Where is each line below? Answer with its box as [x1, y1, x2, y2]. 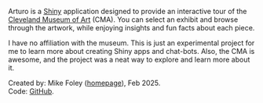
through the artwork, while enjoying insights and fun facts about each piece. [8, 23, 255, 32]
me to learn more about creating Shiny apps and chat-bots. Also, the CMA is [8, 47, 255, 55]
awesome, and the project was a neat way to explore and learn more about [8, 55, 250, 64]
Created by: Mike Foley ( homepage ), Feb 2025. [8, 78, 161, 87]
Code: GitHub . [8, 87, 55, 96]
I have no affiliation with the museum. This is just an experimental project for [8, 38, 255, 48]
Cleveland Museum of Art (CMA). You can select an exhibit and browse [8, 15, 239, 24]
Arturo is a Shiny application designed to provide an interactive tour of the [8, 7, 247, 16]
